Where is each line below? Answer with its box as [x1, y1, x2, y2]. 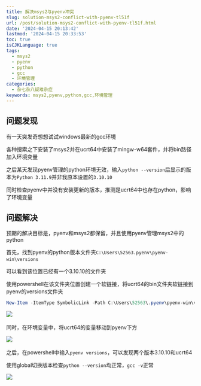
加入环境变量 [6, 153, 38, 160]
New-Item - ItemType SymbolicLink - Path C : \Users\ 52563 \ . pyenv [6, 300, 165, 306]
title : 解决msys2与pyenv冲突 [6, 8, 75, 15]
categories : [6, 81, 36, 87]
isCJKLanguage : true [6, 42, 58, 48]
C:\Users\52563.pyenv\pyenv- [95, 250, 169, 256]
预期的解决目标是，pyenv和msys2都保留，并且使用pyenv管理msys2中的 [6, 230, 184, 237]
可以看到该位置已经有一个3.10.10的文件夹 [6, 268, 106, 275]
